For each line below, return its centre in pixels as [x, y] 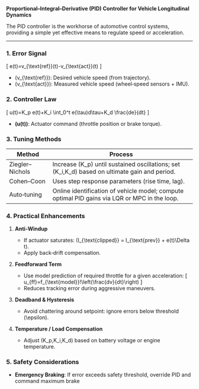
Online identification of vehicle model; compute [118, 190]
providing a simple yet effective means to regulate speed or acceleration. [95, 33]
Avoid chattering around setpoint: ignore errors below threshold [101, 311]
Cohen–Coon [27, 181]
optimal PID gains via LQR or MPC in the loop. [115, 198]
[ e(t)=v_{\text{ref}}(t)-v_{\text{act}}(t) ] [54, 66]
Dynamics [19, 15]
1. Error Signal [27, 53]
